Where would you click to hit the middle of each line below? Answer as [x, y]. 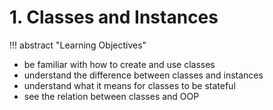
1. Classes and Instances [114, 17]
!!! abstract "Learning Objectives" [78, 45]
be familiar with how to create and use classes [119, 64]
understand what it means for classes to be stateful [129, 85]
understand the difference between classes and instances [143, 75]
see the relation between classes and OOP [111, 96]
